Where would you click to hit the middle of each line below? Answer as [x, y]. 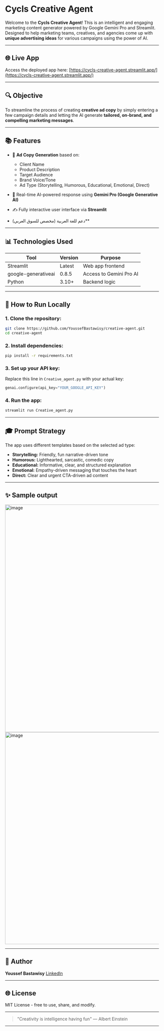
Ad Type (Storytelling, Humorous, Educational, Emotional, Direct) [84, 185]
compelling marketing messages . [40, 120]
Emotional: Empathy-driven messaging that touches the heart [74, 470]
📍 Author [19, 962]
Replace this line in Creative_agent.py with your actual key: [65, 379]
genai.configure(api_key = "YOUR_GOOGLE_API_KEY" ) [55, 388]
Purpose [111, 258]
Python [16, 282]
